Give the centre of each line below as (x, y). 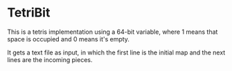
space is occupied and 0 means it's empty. (69, 39)
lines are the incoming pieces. (50, 59)
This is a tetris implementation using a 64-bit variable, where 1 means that (113, 32)
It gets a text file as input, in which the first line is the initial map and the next (116, 52)
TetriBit (29, 13)
